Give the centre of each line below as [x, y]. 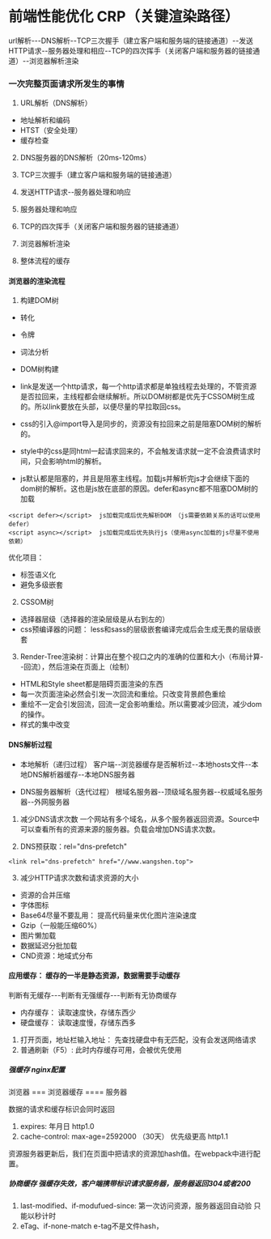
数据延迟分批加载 [49, 945]
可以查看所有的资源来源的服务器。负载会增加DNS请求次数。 [120, 829]
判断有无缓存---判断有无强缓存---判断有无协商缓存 [93, 995]
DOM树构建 [39, 369]
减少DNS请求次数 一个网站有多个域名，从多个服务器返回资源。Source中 [140, 819]
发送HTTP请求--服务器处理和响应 [76, 192]
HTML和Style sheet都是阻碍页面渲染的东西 [91, 684]
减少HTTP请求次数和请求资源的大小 [79, 877]
